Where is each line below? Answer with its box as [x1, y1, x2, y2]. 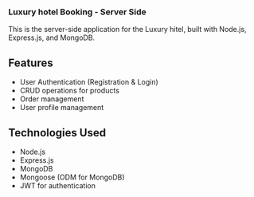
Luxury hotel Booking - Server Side [8, 6, 147, 18]
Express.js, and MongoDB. [8, 33, 96, 42]
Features [8, 56, 53, 69]
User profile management [19, 103, 104, 112]
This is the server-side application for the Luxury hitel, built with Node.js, [8, 25, 247, 34]
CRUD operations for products [19, 86, 119, 96]
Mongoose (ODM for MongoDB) [19, 172, 125, 182]
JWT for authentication [19, 180, 96, 190]
